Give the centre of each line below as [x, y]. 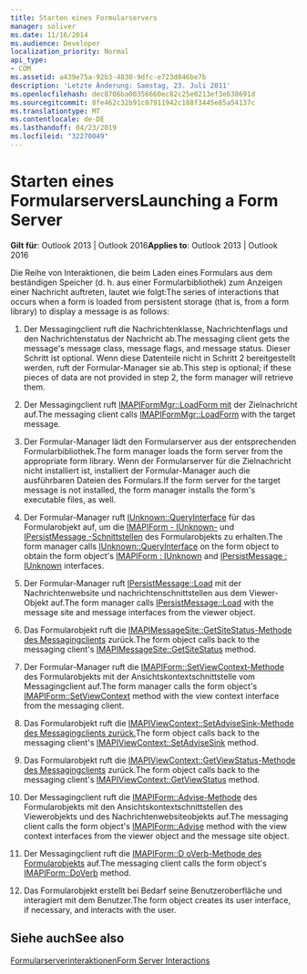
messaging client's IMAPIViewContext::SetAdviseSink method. [141, 742]
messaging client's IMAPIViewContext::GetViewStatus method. [142, 779]
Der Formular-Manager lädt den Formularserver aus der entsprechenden [160, 441]
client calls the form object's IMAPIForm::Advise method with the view [155, 826]
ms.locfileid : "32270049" [59, 137]
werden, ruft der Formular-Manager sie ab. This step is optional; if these [158, 367]
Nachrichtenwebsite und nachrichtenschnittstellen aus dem [135, 593]
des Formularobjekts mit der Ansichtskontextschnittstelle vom [139, 676]
